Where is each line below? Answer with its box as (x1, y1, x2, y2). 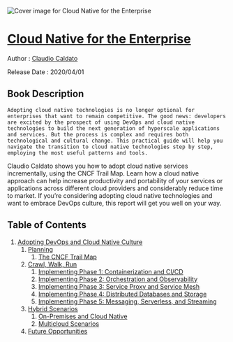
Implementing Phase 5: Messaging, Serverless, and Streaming (38, 297, 218, 306)
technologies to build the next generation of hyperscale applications (7, 124, 220, 132)
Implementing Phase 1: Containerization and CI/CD (38, 267, 183, 276)
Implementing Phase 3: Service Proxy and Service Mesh (38, 282, 200, 290)
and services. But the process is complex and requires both (7, 131, 189, 138)
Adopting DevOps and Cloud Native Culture (17, 238, 143, 246)
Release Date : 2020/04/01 (7, 67, 84, 76)
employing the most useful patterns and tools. (7, 149, 149, 157)
